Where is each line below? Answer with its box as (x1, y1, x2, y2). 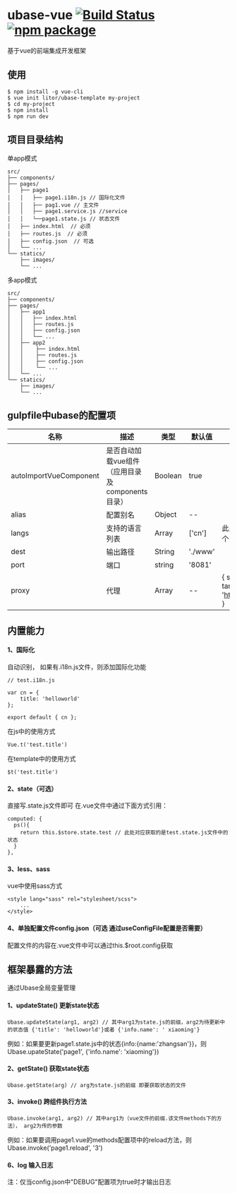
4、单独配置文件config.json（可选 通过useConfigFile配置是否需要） (7, 923, 207, 932)
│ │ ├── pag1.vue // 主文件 (7, 201, 99, 208)
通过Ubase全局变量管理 (7, 983, 76, 992)
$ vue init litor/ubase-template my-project (7, 94, 140, 102)
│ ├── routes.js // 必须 (7, 230, 88, 237)
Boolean (154, 471, 182, 481)
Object (154, 510, 177, 520)
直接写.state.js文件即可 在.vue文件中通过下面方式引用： (7, 801, 168, 810)
